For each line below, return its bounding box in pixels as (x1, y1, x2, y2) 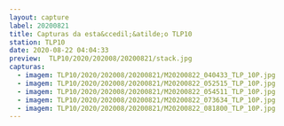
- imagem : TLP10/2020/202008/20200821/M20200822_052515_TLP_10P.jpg (17, 79, 276, 88)
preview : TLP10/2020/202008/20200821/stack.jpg (9, 54, 193, 63)
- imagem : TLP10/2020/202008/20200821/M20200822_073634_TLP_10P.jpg (17, 95, 276, 105)
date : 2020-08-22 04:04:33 (9, 46, 109, 55)
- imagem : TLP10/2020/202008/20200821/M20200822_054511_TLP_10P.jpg (17, 87, 276, 96)
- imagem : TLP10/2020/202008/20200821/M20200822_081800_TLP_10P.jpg (17, 104, 276, 113)
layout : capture (9, 12, 69, 22)
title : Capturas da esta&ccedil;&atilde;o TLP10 (9, 29, 193, 38)
